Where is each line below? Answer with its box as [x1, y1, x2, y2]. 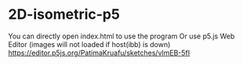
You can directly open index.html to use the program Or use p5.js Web [8, 31, 235, 41]
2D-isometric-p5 [8, 5, 120, 23]
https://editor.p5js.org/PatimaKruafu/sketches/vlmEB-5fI [8, 48, 190, 57]
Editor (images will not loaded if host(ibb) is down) [8, 39, 171, 49]
